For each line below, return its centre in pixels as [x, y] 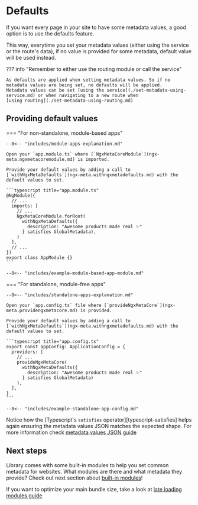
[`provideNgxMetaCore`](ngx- [140, 305]
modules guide [24, 496]
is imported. [94, 159]
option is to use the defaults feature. [50, 33]
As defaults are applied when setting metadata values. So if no [88, 80]
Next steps [27, 451]
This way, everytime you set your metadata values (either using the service [98, 45]
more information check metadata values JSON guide [72, 432]
